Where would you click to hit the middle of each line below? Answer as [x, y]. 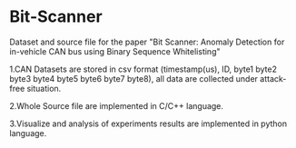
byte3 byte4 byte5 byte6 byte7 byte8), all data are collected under [134, 78]
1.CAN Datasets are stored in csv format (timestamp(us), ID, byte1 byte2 [143, 69]
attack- [273, 78]
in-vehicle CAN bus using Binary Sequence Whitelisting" [115, 51]
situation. [44, 88]
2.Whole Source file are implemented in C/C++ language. [117, 105]
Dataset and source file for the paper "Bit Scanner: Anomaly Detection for [147, 42]
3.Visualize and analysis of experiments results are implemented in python [148, 123]
